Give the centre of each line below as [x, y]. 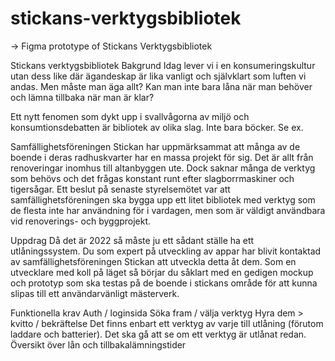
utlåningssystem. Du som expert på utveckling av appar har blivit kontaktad [166, 251]
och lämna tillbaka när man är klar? [82, 97]
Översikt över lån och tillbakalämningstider [98, 344]
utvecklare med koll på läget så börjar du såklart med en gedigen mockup [162, 272]
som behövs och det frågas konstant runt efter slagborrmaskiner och [152, 178]
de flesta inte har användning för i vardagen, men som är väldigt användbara [168, 210]
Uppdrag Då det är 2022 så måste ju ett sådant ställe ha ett [132, 240]
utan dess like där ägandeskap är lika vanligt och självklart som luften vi [158, 76]
